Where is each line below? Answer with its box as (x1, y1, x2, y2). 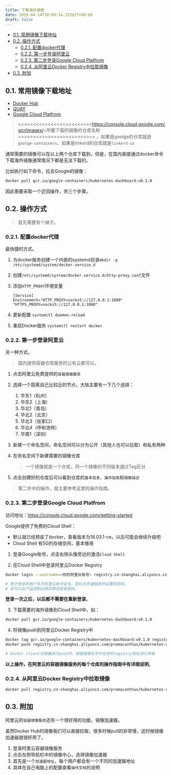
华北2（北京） (20, 412, 51, 418)
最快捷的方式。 (5, 246, 37, 252)
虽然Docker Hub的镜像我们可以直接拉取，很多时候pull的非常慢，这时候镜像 (5, 727, 164, 734)
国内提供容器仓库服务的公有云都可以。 (17, 360, 99, 366)
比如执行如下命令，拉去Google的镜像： (5, 168, 88, 174)
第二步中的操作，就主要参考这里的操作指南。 (17, 485, 113, 492)
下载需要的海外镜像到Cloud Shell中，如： (12, 607, 100, 613)
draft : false (5, 17, 33, 22)
